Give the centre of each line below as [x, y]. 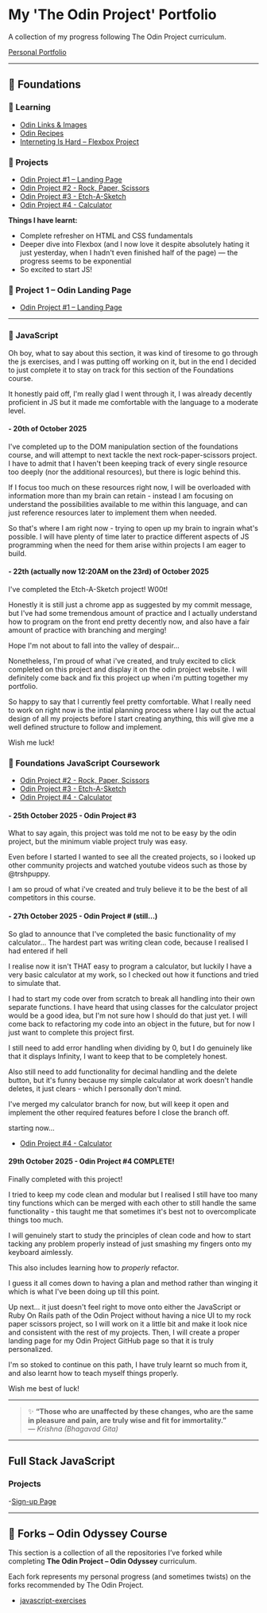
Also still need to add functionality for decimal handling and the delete [123, 1071]
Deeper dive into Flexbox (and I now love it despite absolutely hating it [135, 244]
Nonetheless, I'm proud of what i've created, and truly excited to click [122, 660]
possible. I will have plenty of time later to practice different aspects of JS [129, 536]
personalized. [31, 1349]
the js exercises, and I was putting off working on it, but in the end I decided [132, 361]
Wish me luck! [31, 742]
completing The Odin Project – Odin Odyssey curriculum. [103, 1561]
